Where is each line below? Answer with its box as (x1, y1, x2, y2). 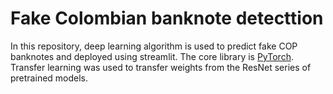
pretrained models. (10, 72, 89, 84)
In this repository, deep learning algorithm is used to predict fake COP (10, 40, 298, 52)
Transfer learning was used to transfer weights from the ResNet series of (10, 61, 312, 73)
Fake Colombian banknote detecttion (10, 7, 324, 30)
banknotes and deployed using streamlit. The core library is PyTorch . (10, 50, 294, 62)
